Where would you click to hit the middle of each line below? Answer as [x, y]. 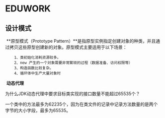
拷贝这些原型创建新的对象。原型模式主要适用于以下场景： [68, 47]
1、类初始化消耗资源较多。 [38, 58]
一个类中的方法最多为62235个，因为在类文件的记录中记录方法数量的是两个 [82, 104]
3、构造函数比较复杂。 [34, 68]
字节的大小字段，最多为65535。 [38, 110]
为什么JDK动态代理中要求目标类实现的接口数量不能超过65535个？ [73, 94]
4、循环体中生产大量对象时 [38, 73]
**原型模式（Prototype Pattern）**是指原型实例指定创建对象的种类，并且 [81, 41]
